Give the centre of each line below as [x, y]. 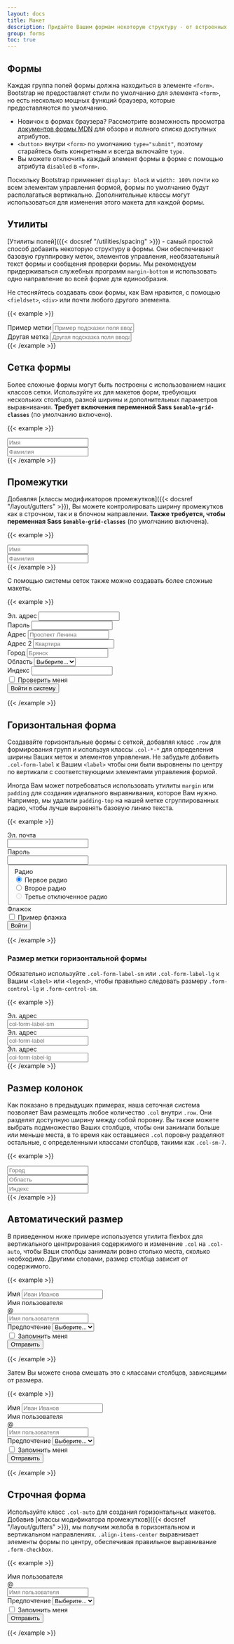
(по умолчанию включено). [72, 414]
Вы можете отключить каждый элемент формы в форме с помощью [120, 158]
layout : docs [26, 14]
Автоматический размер [66, 1220]
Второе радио [45, 888]
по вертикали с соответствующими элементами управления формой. [112, 772]
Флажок [19, 908]
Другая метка [28, 336]
